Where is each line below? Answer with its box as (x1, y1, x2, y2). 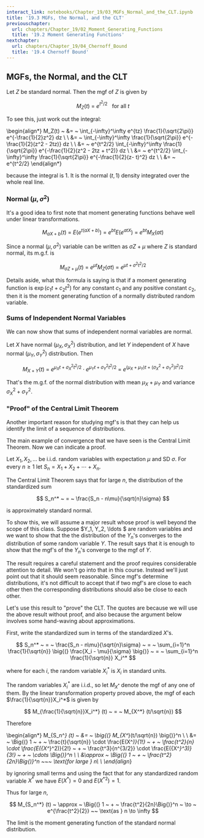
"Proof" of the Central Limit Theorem (6, 405, 119, 413)
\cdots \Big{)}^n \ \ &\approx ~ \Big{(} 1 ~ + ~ (32, 751, 146, 758)
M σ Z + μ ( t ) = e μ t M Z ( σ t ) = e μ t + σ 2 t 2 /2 (59, 261, 146, 272)
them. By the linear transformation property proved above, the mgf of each (6, 689, 195, 697)
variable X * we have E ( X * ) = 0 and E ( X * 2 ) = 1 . (6, 776, 121, 785)
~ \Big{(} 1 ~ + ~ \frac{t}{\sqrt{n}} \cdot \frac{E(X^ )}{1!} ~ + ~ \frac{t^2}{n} (6, 738, 195, 745)
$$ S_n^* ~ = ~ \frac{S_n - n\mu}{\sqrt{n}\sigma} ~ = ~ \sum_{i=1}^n (16, 641, 190, 648)
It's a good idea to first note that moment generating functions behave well (6, 209, 195, 216)
